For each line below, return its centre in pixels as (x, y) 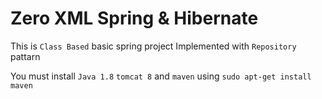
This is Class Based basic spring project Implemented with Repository (153, 46)
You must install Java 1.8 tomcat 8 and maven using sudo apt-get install (161, 76)
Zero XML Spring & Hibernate (134, 18)
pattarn (25, 56)
